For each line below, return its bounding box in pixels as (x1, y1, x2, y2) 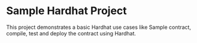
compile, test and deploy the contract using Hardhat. (6, 29, 137, 37)
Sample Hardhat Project (6, 4, 127, 18)
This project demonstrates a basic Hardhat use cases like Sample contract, (6, 24, 192, 31)
